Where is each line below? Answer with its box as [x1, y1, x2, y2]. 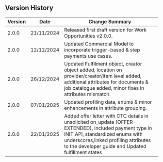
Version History [5, 4, 53, 12]
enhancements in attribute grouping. [64, 104, 147, 111]
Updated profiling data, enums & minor [64, 98, 152, 105]
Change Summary [88, 18, 131, 25]
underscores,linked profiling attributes [64, 137, 151, 144]
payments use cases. [64, 52, 113, 59]
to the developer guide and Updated [64, 143, 147, 149]
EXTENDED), [64, 125, 93, 131]
